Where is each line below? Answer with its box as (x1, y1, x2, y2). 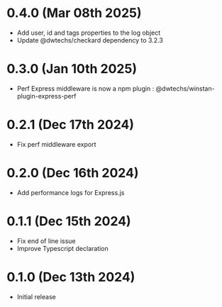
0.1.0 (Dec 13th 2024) (6, 269, 135, 285)
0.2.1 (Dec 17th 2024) (6, 117, 135, 133)
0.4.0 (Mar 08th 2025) (6, 5, 142, 21)
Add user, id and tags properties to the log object (16, 28, 161, 37)
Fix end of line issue (16, 236, 76, 245)
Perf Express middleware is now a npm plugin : (16, 84, 155, 93)
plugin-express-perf (16, 91, 77, 100)
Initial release (16, 292, 56, 301)
